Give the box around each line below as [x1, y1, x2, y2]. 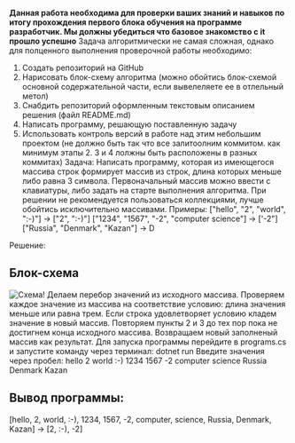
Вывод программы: [9, 391, 125, 406]
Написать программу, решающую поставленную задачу [21, 119, 237, 130]
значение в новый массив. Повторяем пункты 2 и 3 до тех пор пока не [9, 317, 278, 328]
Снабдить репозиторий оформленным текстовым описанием [21, 100, 255, 110]
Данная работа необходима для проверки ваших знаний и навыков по [9, 8, 285, 18]
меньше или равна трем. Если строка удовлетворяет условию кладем [9, 308, 277, 319]
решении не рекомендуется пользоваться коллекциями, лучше [21, 194, 264, 205]
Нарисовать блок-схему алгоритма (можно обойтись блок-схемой [21, 72, 277, 83]
